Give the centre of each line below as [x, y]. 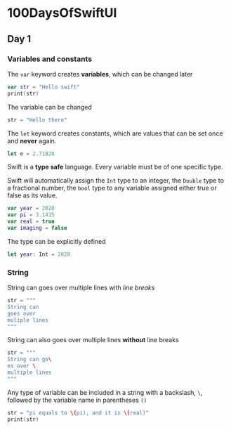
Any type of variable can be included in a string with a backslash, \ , [105, 392]
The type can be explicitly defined [57, 241]
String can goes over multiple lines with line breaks [81, 288]
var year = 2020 [31, 209]
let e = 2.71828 [31, 154]
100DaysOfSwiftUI [62, 13]
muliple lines [28, 320]
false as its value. [32, 195]
